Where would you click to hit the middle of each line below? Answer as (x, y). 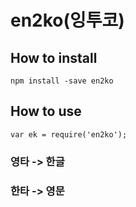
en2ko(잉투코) (67, 20)
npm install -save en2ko (62, 81)
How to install (54, 57)
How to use (46, 111)
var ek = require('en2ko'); (69, 134)
